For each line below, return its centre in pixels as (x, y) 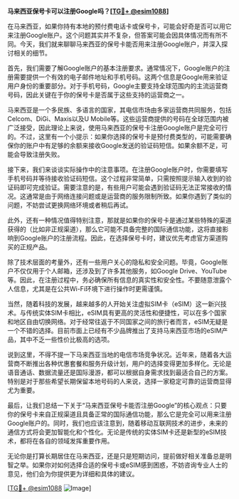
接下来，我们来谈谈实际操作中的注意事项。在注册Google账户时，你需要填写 (118, 169)
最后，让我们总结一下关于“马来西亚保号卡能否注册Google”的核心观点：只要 (117, 405)
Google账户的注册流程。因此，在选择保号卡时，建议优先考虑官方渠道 (121, 238)
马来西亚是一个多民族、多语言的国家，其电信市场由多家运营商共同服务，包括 (119, 110)
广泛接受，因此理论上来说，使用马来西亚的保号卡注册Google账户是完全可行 (118, 128)
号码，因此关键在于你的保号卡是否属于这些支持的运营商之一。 (98, 95)
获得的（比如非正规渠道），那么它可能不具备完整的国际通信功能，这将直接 (115, 229)
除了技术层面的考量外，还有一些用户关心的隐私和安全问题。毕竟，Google (115, 262)
